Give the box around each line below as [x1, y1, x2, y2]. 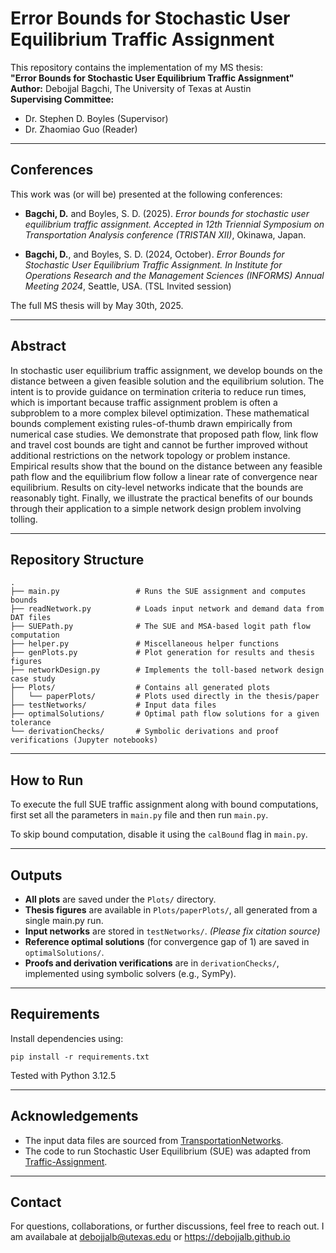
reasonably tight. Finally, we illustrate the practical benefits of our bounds [10, 492, 313, 504]
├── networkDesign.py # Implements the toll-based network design [10, 665, 325, 676]
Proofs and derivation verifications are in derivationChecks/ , [24, 957, 280, 969]
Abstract [10, 338, 67, 355]
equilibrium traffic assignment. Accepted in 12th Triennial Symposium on [24, 218, 325, 230]
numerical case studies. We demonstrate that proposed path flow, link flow [10, 428, 319, 440]
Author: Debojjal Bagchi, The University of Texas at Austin [10, 82, 252, 94]
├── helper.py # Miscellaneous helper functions [10, 639, 280, 649]
